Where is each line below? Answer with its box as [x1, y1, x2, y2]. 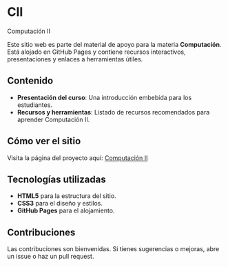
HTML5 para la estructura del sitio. [17, 192, 116, 200]
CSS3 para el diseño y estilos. [17, 199, 103, 208]
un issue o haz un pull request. [7, 253, 94, 261]
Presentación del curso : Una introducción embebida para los [17, 93, 192, 101]
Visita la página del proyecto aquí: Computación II [7, 153, 148, 162]
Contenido [7, 75, 54, 87]
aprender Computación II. [17, 115, 90, 123]
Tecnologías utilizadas [7, 173, 106, 185]
